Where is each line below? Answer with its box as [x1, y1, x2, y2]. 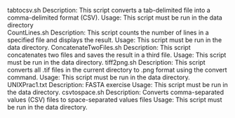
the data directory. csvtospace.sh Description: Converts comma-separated [7, 88, 224, 96]
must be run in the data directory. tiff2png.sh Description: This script [7, 58, 206, 66]
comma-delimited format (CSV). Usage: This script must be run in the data [7, 13, 222, 22]
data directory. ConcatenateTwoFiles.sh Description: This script [7, 44, 191, 51]
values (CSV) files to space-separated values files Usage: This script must [7, 96, 222, 104]
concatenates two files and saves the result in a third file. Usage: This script [7, 51, 227, 59]
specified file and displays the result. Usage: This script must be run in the [7, 36, 222, 44]
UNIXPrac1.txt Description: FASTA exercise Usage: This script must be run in [7, 81, 228, 88]
